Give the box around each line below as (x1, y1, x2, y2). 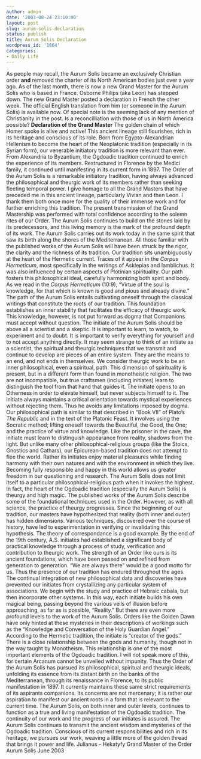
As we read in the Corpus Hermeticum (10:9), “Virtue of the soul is (6, 281, 169, 288)
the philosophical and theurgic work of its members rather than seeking (6, 178, 182, 186)
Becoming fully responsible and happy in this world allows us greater (6, 466, 176, 473)
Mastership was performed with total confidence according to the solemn (6, 210, 188, 218)
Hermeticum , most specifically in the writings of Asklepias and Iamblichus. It (6, 261, 194, 269)
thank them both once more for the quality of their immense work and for (6, 198, 187, 205)
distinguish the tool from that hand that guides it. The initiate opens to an (6, 383, 185, 390)
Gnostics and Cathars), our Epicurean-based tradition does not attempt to (6, 447, 188, 454)
